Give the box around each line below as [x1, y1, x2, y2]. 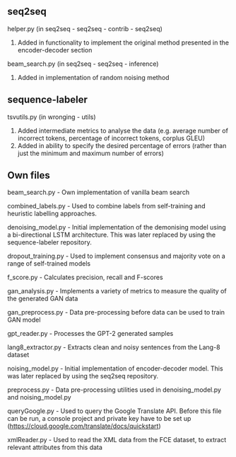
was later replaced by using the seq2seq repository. [7, 372, 159, 380]
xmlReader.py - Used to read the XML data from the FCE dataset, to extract [7, 436, 227, 444]
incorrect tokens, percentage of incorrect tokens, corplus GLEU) [17, 134, 205, 142]
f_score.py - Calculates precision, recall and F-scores [7, 273, 164, 282]
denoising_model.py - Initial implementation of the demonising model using [7, 223, 226, 232]
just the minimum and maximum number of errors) [17, 149, 165, 157]
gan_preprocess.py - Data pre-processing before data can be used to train [7, 308, 225, 317]
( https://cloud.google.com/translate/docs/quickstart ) [7, 422, 161, 431]
